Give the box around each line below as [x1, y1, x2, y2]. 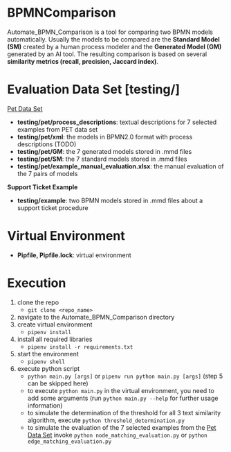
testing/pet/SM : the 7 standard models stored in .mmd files [17, 155, 188, 163]
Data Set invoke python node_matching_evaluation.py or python [27, 431, 207, 439]
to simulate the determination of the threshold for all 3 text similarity [27, 408, 221, 417]
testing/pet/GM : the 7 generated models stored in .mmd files [17, 147, 192, 155]
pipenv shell [27, 358, 66, 365]
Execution [7, 275, 66, 290]
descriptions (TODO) [17, 140, 77, 148]
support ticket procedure [17, 203, 89, 212]
